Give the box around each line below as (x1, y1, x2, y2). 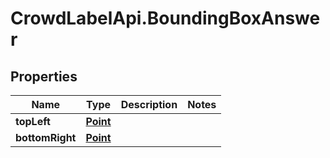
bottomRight (15, 131, 77, 144)
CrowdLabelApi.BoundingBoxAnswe (10, 7, 321, 30)
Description (120, 98, 178, 111)
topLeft (15, 115, 51, 128)
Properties (10, 68, 78, 85)
